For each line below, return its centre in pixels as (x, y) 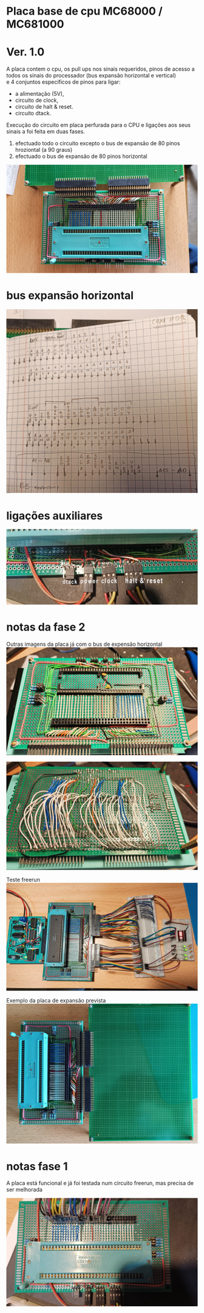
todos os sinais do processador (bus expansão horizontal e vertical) (91, 76)
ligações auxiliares (55, 516)
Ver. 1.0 (25, 52)
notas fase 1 (37, 1166)
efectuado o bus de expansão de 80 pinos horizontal (81, 156)
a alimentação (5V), (39, 94)
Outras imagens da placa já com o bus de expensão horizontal (84, 644)
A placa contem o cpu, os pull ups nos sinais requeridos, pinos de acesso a (101, 69)
